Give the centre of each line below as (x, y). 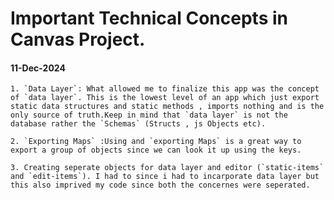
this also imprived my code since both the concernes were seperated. (160, 185)
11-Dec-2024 (38, 68)
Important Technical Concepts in (149, 18)
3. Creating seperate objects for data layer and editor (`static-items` (167, 168)
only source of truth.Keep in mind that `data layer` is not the (149, 115)
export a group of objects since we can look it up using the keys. (156, 150)
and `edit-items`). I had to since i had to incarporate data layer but (165, 177)
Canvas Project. (78, 39)
